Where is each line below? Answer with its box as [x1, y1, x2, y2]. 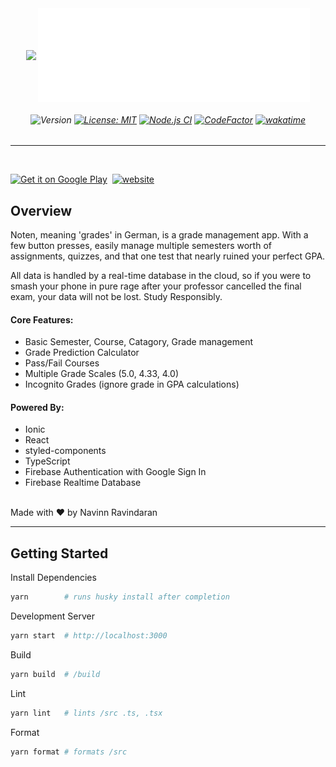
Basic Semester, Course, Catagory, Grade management [24, 336, 253, 348]
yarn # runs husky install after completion [10, 592, 230, 602]
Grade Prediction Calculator [24, 347, 140, 359]
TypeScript [24, 455, 71, 467]
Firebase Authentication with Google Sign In [24, 466, 207, 478]
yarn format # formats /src [10, 747, 128, 757]
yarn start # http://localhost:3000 [10, 631, 168, 641]
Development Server [10, 610, 95, 622]
